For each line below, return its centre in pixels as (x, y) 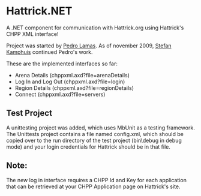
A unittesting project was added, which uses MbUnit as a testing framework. (100, 128)
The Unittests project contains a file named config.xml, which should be (95, 134)
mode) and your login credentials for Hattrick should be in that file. (88, 147)
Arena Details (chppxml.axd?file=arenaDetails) (72, 75)
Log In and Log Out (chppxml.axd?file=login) (70, 82)
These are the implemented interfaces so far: (62, 64)
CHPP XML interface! (32, 34)
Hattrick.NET (39, 11)
